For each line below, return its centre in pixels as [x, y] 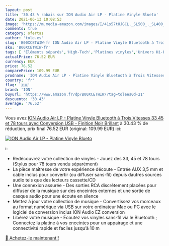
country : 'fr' [20, 80]
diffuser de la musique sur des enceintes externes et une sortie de [81, 191]
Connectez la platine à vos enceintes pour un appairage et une [77, 223]
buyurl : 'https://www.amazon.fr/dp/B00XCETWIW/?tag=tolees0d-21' [75, 94]
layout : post [19, 10]
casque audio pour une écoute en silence [56, 196]
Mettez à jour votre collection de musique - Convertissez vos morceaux [87, 202]
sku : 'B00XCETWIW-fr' [28, 47]
